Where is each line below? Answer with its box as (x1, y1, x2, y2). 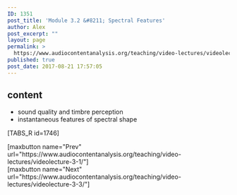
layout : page (7, 37, 46, 44)
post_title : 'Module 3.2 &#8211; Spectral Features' (7, 17, 166, 24)
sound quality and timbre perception (17, 107, 123, 117)
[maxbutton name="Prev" (7, 143, 82, 151)
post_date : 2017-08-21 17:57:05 (7, 63, 102, 70)
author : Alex (7, 23, 46, 30)
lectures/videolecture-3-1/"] (7, 158, 89, 166)
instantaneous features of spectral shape (17, 115, 138, 124)
